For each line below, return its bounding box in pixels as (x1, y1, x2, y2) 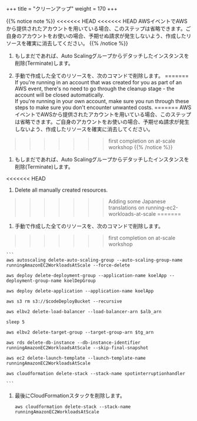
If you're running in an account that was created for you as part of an (14, 79, 182, 85)
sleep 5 (6, 319, 25, 325)
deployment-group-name (6, 278, 62, 284)
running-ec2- (145, 204, 178, 211)
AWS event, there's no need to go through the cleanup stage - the (14, 85, 175, 92)
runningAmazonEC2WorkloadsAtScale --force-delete (6, 262, 131, 268)
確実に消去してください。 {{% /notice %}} (26, 40, 128, 47)
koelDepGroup (64, 278, 96, 284)
